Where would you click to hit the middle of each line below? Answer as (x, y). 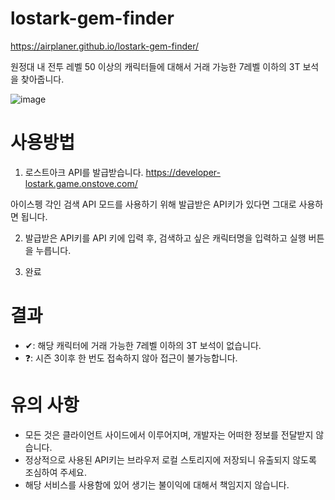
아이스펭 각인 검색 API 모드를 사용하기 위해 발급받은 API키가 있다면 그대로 (153, 204)
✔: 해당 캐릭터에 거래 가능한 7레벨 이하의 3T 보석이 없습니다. (143, 345)
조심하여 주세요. (55, 472)
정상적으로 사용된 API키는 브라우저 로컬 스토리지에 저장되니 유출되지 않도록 (170, 459)
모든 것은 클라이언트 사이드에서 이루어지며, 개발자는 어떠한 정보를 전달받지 (169, 434)
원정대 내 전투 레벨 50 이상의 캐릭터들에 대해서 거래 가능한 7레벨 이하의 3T (155, 66)
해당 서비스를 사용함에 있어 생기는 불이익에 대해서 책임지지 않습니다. (157, 484)
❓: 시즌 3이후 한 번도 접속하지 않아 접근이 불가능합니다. (131, 358)
